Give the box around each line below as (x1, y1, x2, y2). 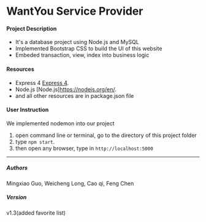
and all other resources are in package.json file (15, 92, 134, 99)
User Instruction (6, 106, 49, 114)
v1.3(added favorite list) (6, 209, 66, 216)
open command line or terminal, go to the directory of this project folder (15, 131, 197, 139)
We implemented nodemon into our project (6, 119, 115, 127)
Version (6, 194, 27, 201)
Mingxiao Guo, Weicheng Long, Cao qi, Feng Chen (6, 179, 134, 187)
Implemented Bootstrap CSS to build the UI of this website (15, 45, 162, 53)
